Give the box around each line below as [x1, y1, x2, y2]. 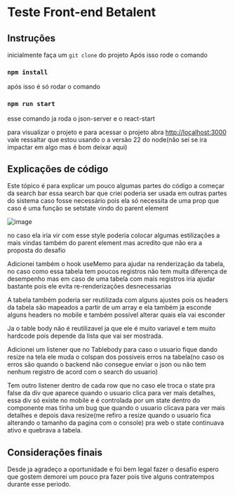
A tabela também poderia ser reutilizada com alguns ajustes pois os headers [7, 296, 229, 304]
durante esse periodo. [7, 480, 72, 489]
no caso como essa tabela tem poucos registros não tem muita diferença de [7, 268, 227, 276]
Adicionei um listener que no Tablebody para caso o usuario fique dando [7, 345, 217, 354]
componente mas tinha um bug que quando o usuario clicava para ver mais [7, 404, 226, 412]
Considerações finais [7, 447, 103, 458]
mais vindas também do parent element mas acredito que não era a [7, 239, 202, 247]
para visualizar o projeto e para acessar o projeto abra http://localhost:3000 [7, 128, 227, 136]
